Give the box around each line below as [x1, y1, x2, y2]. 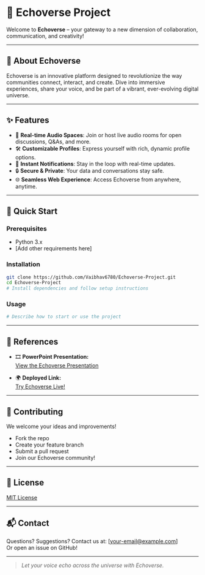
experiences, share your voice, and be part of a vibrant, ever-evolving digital [6, 85, 199, 92]
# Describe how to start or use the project [6, 314, 121, 320]
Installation [6, 260, 41, 269]
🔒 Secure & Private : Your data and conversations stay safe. [15, 167, 165, 174]
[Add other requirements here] [15, 245, 92, 252]
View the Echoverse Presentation [15, 362, 99, 369]
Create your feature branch [15, 441, 84, 448]
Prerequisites [6, 224, 47, 233]
